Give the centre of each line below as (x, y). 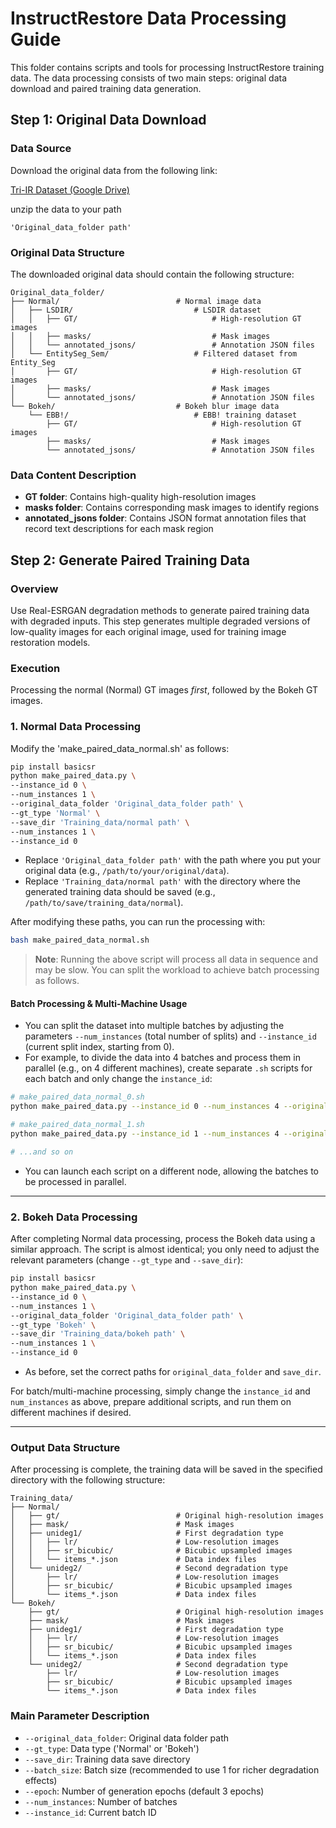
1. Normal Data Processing (76, 727)
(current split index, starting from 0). (99, 1047)
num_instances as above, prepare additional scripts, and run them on (151, 1401)
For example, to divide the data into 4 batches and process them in (162, 1058)
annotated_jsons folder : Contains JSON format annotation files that (165, 518)
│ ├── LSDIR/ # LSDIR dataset (136, 310)
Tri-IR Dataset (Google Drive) (70, 189)
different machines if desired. (71, 1412)
